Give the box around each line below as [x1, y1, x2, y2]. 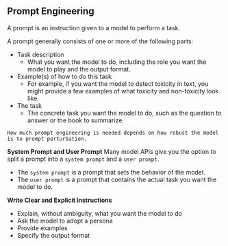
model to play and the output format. [27, 65, 131, 73]
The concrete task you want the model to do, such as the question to [27, 109, 222, 117]
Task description [16, 50, 64, 58]
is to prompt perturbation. [7, 135, 88, 142]
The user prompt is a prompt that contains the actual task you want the [16, 175, 217, 183]
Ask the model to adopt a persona [16, 216, 113, 225]
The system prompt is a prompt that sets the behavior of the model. [16, 168, 205, 176]
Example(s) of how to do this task [16, 72, 112, 80]
